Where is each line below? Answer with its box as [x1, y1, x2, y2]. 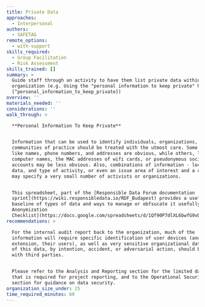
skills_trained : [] [6, 66, 56, 72]
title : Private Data [6, 9, 59, 15]
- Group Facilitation [12, 55, 67, 61]
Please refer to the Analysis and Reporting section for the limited [12, 268, 192, 275]
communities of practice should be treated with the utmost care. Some [12, 145, 198, 151]
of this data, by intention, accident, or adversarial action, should [12, 246, 195, 252]
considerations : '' [6, 105, 56, 112]
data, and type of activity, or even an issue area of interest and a [12, 167, 195, 173]
